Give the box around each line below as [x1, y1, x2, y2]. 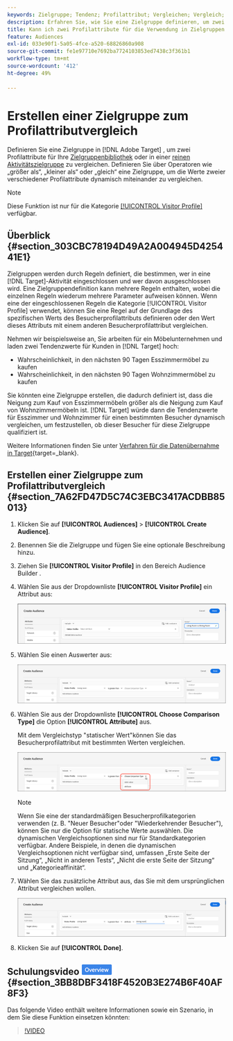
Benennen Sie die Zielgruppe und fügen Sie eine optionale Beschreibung [17, 541, 225, 549]
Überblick [7, 229, 51, 241]
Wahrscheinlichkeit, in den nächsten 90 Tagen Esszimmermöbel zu [17, 356, 209, 364]
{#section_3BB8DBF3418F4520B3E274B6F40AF [7, 976, 223, 988]
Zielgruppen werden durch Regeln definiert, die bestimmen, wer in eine [7, 269, 211, 278]
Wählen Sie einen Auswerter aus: [17, 650, 112, 659]
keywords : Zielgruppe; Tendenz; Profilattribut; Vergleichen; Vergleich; [7, 11, 225, 18]
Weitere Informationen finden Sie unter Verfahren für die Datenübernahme [7, 442, 220, 450]
